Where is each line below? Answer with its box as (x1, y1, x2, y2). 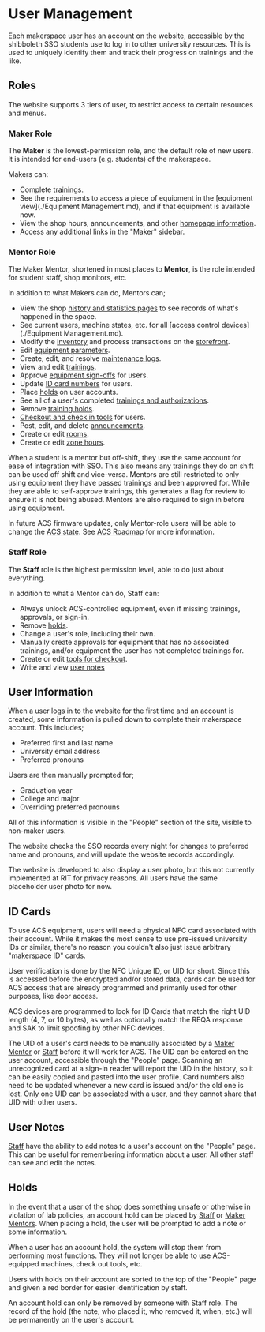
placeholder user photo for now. (8, 882, 113, 891)
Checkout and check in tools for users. (19, 412, 146, 422)
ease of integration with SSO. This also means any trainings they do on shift (8, 461, 254, 471)
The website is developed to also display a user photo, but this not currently (8, 865, 255, 875)
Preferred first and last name (19, 738, 114, 748)
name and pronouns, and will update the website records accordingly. (8, 850, 235, 859)
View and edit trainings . (19, 362, 97, 372)
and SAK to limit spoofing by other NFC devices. (8, 1023, 166, 1033)
